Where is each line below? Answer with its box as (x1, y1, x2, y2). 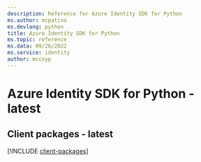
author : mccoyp (7, 56, 52, 63)
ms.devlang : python (7, 23, 64, 30)
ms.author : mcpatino (7, 17, 68, 24)
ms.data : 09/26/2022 (7, 43, 68, 50)
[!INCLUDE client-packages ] (7, 147, 89, 155)
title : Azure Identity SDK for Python (7, 29, 120, 37)
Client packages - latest (7, 128, 114, 140)
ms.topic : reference (7, 36, 68, 43)
